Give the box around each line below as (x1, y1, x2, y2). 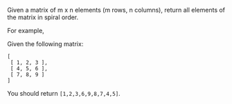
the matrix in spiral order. (7, 13, 79, 21)
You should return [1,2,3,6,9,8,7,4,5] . (7, 90, 121, 97)
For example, (7, 27, 45, 34)
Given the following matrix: (7, 40, 84, 48)
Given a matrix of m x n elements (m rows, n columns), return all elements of (7, 6, 226, 14)
